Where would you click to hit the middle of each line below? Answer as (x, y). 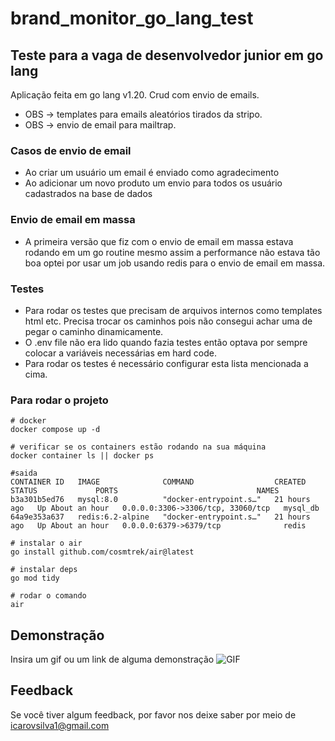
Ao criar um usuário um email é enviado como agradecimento (152, 173)
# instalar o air (46, 543)
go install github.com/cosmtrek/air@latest (102, 552)
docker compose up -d (55, 430)
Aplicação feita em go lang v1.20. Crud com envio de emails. (135, 95)
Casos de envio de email (71, 150)
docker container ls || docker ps (82, 456)
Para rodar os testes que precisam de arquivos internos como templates (173, 310)
